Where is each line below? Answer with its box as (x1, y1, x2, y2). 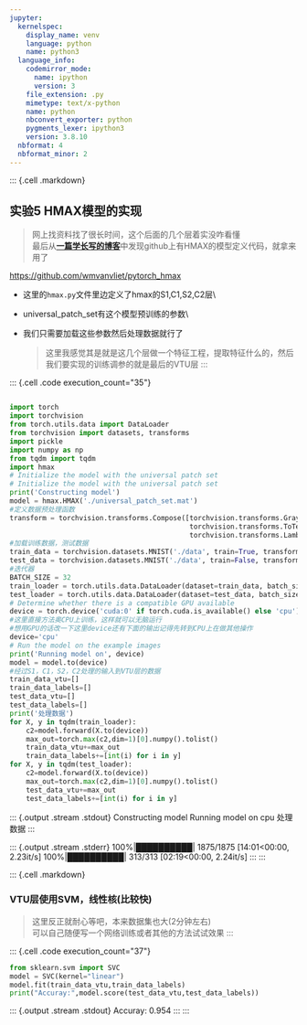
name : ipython (33, 73, 89, 82)
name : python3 (26, 48, 79, 57)
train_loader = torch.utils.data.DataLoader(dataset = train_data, (9, 582, 263, 591)
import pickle (9, 436, 64, 446)
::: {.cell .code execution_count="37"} (9, 945, 152, 956)
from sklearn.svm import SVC (9, 963, 121, 972)
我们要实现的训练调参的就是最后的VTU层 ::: (45, 358, 208, 370)
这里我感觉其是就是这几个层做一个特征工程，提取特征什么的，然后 (45, 347, 294, 358)
